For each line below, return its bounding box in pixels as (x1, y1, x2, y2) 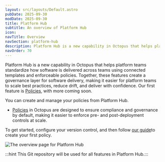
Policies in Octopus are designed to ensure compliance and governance (12, 107, 158, 113)
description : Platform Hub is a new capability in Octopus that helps (5, 44, 153, 49)
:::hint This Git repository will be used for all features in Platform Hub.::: (5, 151, 149, 157)
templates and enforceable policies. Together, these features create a (5, 72, 146, 78)
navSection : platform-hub (5, 39, 58, 44)
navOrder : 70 (5, 48, 32, 53)
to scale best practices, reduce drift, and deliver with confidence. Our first (5, 82, 155, 88)
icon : (5, 30, 16, 35)
